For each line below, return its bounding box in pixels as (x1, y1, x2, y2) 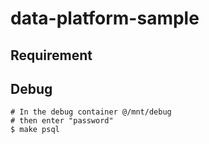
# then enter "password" (10, 116, 114, 126)
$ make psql (10, 125, 60, 135)
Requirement (10, 47, 93, 64)
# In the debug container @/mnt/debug (10, 107, 172, 117)
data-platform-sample (10, 7, 200, 30)
